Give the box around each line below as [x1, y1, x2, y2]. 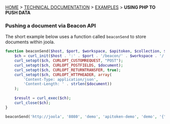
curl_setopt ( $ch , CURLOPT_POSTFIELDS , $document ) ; [14, 63, 123, 68]
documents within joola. [5, 39, 55, 45]
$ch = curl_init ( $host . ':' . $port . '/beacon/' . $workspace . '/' [14, 53, 166, 58]
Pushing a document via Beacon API [5, 22, 96, 29]
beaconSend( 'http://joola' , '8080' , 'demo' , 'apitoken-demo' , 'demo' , [5, 114, 157, 119]
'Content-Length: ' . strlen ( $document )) [23, 82, 112, 87]
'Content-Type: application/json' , [23, 77, 99, 82]
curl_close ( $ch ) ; [14, 100, 51, 105]
